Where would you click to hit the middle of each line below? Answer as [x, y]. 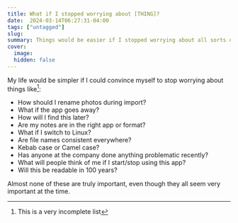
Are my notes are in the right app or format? [81, 125]
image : [23, 54]
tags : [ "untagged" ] [36, 27]
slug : [15, 34]
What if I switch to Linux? [54, 132]
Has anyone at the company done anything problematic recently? [113, 155]
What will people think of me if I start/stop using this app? [102, 163]
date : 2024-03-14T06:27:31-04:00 [58, 21]
